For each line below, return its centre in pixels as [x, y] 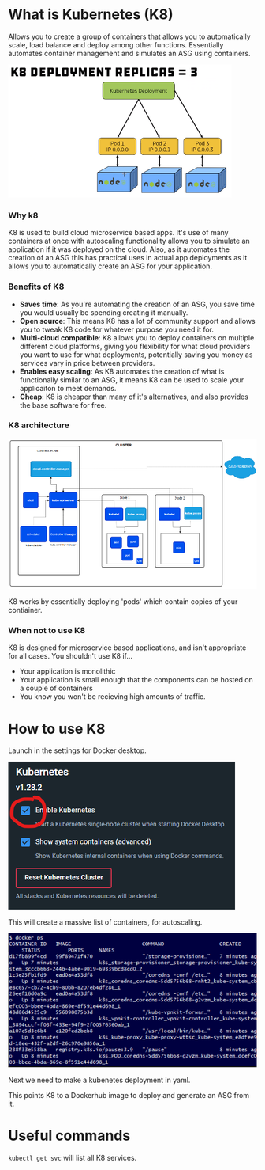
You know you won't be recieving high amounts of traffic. [113, 697]
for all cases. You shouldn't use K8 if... [70, 656]
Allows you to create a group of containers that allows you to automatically [129, 36]
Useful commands [69, 1136]
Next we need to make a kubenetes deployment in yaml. [99, 1080]
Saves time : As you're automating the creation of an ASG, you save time [137, 304]
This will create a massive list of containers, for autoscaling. [105, 922]
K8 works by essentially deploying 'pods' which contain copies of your [123, 602]
